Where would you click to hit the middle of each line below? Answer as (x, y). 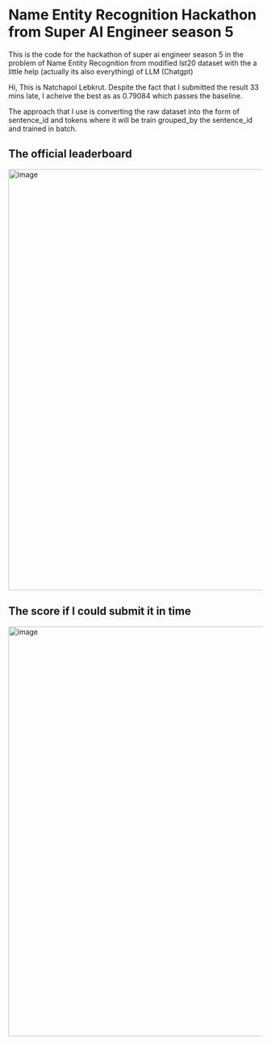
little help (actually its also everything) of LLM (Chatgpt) (101, 71)
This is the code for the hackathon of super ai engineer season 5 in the (126, 54)
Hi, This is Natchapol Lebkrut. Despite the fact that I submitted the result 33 (134, 87)
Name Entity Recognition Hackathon (132, 15)
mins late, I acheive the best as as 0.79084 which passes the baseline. (125, 95)
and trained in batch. (43, 128)
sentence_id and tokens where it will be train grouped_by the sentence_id (130, 120)
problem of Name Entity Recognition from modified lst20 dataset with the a (133, 63)
